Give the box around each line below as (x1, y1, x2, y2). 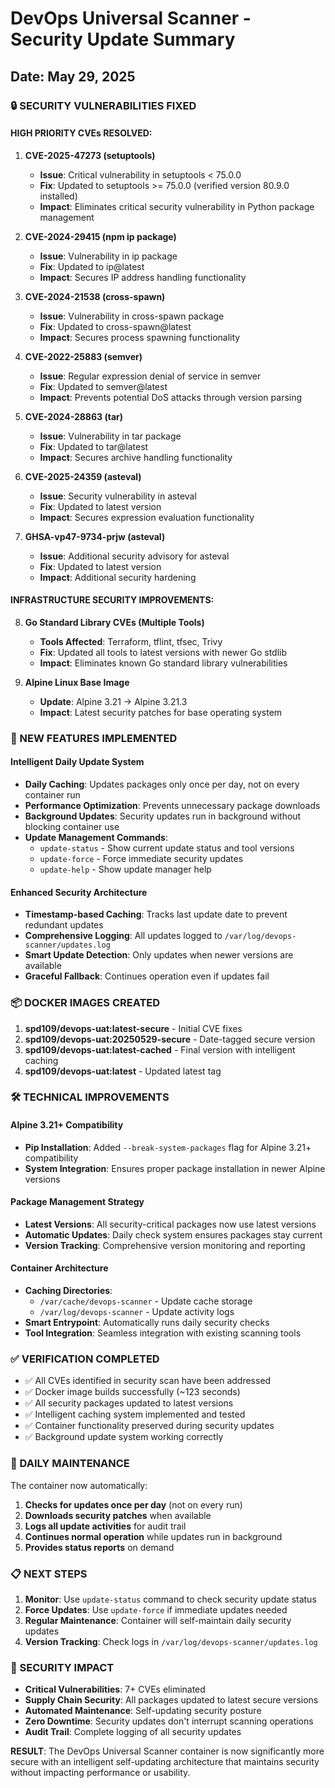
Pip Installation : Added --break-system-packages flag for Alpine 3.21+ (24, 1141, 312, 1153)
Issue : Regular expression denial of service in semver (39, 370, 262, 382)
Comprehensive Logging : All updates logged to (24, 930, 223, 942)
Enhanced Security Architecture (10, 886, 148, 898)
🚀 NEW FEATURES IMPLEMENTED (10, 731, 178, 745)
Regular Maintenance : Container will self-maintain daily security (24, 1614, 292, 1626)
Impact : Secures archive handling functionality (39, 451, 233, 463)
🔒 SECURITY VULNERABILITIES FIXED (10, 98, 197, 112)
